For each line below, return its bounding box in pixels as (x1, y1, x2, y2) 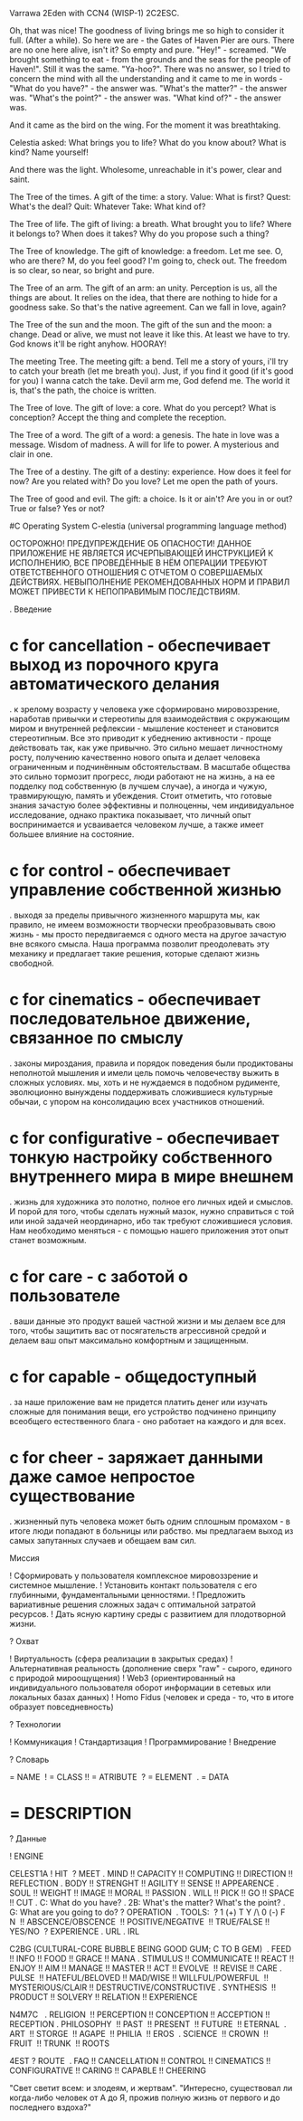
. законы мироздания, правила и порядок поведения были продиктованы (9, 1058, 294, 1069)
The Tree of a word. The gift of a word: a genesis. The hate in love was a (9, 430, 280, 440)
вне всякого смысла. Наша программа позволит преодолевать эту (9, 938, 270, 949)
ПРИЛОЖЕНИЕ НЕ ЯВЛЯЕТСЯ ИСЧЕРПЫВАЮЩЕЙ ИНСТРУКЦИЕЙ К (9, 547, 274, 558)
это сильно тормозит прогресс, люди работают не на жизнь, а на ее (9, 771, 276, 782)
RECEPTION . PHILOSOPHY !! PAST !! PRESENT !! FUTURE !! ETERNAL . (9, 2018, 287, 2030)
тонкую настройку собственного (9, 1147, 273, 1167)
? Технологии (9, 1718, 62, 1729)
